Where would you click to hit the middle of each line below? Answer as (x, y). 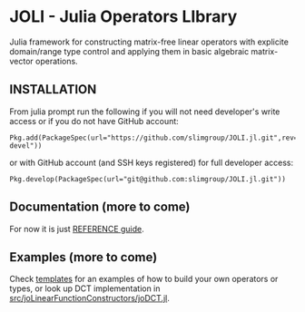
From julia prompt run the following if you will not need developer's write (145, 112)
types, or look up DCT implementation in (85, 288)
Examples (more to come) (84, 257)
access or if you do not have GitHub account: (94, 121)
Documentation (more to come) (100, 207)
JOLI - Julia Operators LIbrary (123, 17)
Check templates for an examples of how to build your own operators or (144, 279)
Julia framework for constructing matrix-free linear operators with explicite (149, 42)
